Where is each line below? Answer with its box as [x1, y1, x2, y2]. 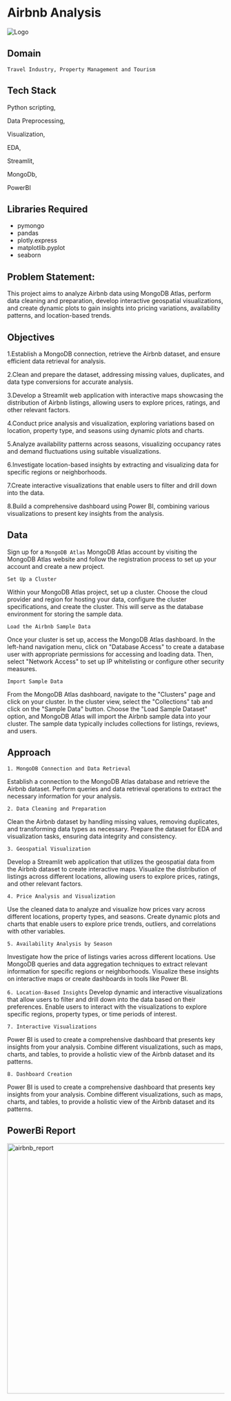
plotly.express [17, 236, 57, 244]
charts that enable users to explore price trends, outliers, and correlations [7, 920, 217, 928]
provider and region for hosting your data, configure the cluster [7, 595, 188, 603]
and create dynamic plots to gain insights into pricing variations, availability [7, 304, 221, 312]
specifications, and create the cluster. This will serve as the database [7, 602, 203, 610]
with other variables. [7, 927, 66, 935]
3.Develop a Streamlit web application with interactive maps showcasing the [7, 392, 224, 399]
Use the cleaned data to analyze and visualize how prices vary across [7, 905, 205, 913]
